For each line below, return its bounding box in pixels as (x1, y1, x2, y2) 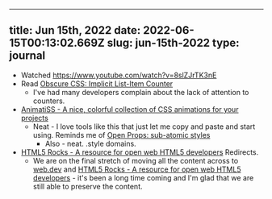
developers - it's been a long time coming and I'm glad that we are (32, 172, 254, 182)
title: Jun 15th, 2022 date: (9, 23, 141, 37)
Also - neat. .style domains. (44, 139, 136, 148)
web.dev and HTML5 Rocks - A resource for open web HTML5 (32, 164, 241, 174)
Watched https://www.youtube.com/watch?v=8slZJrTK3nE (20, 70, 217, 80)
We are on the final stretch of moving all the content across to (32, 155, 239, 165)
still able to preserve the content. (32, 181, 143, 191)
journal (9, 49, 46, 63)
